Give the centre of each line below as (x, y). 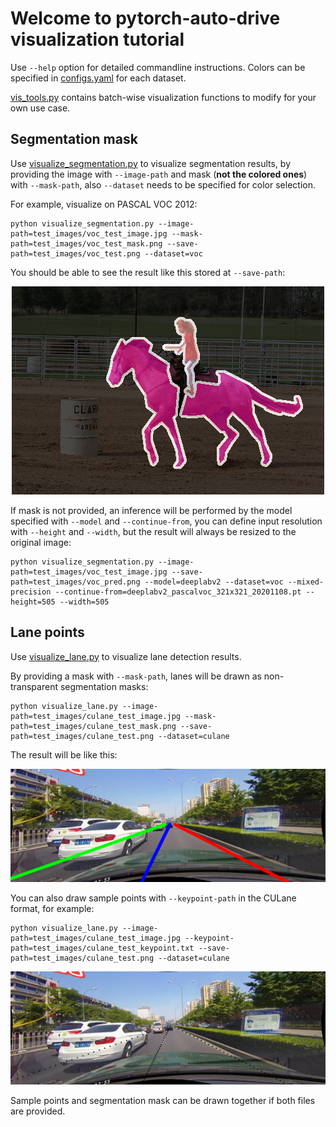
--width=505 (84, 602)
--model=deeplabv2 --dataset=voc (214, 582)
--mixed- (306, 582)
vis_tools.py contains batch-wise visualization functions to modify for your (163, 97)
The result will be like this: (64, 754)
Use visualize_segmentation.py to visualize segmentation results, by (151, 163)
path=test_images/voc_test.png (75, 253)
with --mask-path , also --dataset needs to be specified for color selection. (163, 184)
